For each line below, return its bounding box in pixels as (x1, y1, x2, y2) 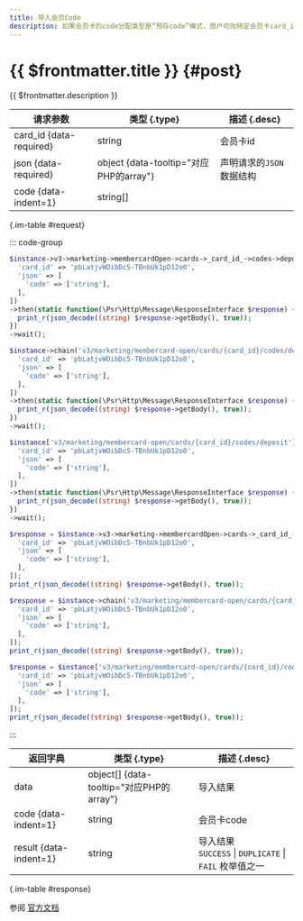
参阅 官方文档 (9, 902, 60, 913)
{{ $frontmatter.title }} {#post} (9, 60, 243, 81)
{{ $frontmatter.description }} (9, 90, 119, 101)
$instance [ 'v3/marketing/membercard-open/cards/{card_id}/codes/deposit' (9, 438, 293, 447)
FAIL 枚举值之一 (197, 860, 265, 872)
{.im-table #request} (9, 220, 86, 231)
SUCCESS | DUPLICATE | (197, 847, 287, 860)
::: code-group (9, 237, 63, 248)
